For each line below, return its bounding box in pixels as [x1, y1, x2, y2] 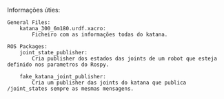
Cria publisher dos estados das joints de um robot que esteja [32, 55, 217, 62]
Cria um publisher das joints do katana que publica [32, 79, 187, 86]
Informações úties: [7, 6, 61, 14]
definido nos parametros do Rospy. [7, 61, 110, 68]
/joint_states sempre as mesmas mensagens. [7, 85, 134, 92]
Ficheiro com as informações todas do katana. [32, 31, 168, 38]
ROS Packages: [7, 43, 48, 50]
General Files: [7, 19, 51, 26]
